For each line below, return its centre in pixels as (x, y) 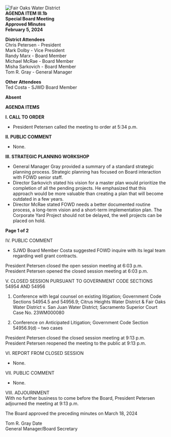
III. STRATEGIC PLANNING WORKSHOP (47, 156)
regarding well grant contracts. (45, 256)
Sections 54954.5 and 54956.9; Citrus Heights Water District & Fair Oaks (89, 302)
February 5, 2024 (24, 30)
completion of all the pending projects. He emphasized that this (79, 188)
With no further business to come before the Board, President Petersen (80, 398)
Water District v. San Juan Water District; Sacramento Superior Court (85, 307)
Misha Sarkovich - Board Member (41, 67)
